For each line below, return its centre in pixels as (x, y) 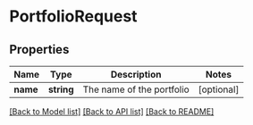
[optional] (219, 89)
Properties (39, 50)
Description (136, 75)
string (61, 89)
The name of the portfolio (136, 89)
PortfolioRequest (73, 17)
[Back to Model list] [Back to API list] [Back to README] (112, 112)
